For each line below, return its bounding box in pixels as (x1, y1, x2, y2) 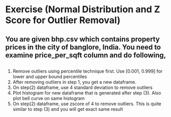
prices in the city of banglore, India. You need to (5, 42, 161, 52)
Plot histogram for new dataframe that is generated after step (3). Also (12, 89, 161, 96)
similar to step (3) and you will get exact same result (12, 106, 123, 112)
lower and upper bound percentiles (12, 73, 87, 80)
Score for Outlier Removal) (5, 14, 121, 26)
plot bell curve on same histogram (12, 95, 85, 101)
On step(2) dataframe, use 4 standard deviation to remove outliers (12, 84, 153, 90)
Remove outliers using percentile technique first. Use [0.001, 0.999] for (12, 68, 163, 74)
